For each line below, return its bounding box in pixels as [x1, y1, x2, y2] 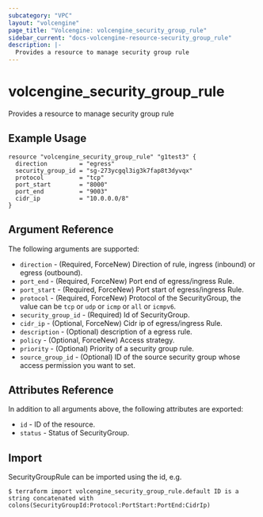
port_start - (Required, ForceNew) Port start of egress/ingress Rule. [19, 285, 244, 294]
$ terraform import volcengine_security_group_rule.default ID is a [8, 488, 239, 496]
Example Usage [8, 132, 87, 145]
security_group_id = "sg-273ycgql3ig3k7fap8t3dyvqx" [15, 167, 193, 174]
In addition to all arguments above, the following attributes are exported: [8, 404, 244, 414]
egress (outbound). [19, 267, 83, 278]
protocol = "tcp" [15, 174, 105, 182]
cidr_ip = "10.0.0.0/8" [15, 194, 129, 202]
